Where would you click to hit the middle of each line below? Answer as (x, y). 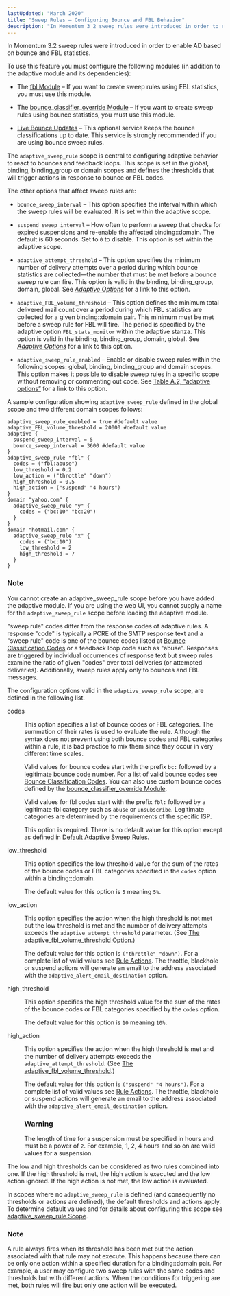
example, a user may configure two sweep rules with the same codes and (111, 1271)
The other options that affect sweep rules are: (72, 191)
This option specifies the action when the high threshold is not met (118, 918)
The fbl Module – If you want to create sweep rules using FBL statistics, (118, 87)
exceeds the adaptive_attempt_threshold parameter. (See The (112, 932)
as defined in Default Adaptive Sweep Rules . (87, 837)
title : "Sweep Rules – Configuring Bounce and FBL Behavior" (96, 20)
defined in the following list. (46, 698)
